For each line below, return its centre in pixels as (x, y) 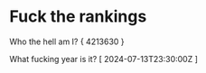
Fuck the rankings (78, 17)
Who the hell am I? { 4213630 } (67, 41)
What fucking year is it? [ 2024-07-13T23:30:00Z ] (104, 59)
